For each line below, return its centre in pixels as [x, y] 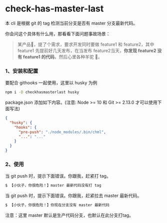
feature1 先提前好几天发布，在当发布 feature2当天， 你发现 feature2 [87, 50]
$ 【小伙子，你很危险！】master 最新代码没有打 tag [53, 186]
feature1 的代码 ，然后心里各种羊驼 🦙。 [63, 57]
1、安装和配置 [22, 71]
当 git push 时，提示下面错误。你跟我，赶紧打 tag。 [58, 176]
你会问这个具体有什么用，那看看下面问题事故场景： [58, 33]
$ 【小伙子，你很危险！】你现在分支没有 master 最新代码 [57, 205]
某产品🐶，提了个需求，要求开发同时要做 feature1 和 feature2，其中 [86, 44]
